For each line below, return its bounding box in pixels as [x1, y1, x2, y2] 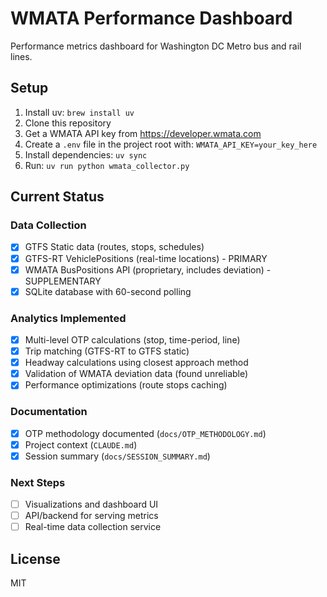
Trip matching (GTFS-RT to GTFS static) [24, 345, 190, 357]
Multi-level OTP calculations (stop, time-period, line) [24, 333, 241, 346]
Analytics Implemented [10, 311, 127, 325]
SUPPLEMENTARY [24, 275, 102, 287]
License [10, 550, 61, 567]
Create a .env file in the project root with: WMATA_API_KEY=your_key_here [24, 138, 318, 150]
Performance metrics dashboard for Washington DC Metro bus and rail [10, 40, 302, 52]
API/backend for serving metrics [24, 510, 159, 522]
